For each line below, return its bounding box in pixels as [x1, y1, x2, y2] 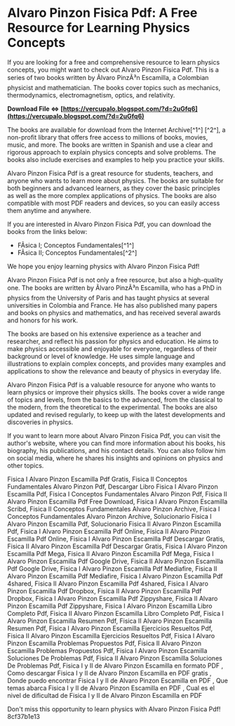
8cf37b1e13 [7, 712, 41, 720]
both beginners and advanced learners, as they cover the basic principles [7, 184, 221, 192]
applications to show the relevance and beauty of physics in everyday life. [7, 367, 222, 375]
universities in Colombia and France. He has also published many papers [7, 301, 217, 310]
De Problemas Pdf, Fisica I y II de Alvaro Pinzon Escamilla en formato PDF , [7, 661, 224, 670]
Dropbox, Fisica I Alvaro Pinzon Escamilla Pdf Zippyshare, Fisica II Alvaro [7, 594, 218, 602]
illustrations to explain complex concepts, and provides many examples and [7, 359, 226, 368]
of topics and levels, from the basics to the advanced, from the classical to [7, 395, 223, 404]
